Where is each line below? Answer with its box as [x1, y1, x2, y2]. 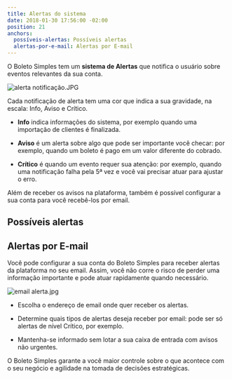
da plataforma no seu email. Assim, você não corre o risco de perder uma [7, 266, 220, 274]
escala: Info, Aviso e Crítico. [7, 105, 88, 112]
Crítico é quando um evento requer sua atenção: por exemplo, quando [17, 160, 222, 168]
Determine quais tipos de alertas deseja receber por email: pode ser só [17, 314, 223, 323]
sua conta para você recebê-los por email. [7, 196, 130, 204]
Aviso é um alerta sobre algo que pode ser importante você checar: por [17, 139, 226, 147]
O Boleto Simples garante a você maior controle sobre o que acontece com [7, 357, 224, 365]
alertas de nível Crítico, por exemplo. [17, 322, 124, 331]
